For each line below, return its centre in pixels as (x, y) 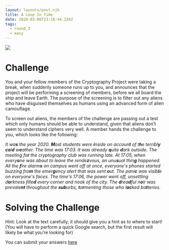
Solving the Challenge (52, 208)
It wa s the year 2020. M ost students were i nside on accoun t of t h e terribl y (83, 144)
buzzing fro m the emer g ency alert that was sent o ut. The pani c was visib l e (84, 171)
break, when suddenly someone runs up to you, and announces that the (80, 87)
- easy (17, 33)
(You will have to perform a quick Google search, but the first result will (79, 227)
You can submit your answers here (41, 242)
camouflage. (18, 109)
